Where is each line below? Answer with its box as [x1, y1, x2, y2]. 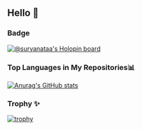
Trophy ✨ [7, 98, 40, 108]
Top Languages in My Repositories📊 [7, 62, 136, 72]
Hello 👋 [7, 7, 39, 19]
